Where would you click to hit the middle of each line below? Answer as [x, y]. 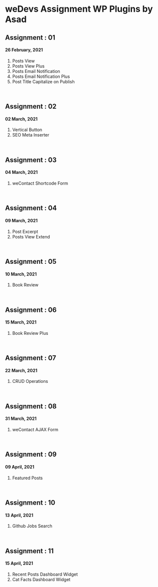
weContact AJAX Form [35, 429]
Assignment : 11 [29, 551]
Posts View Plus [28, 66]
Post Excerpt [25, 232]
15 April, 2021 [19, 564]
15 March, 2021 [21, 322]
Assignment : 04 [31, 208]
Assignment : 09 [31, 455]
